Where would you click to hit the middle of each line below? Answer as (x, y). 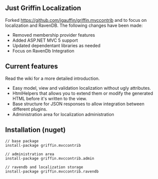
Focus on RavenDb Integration (43, 51)
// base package (22, 141)
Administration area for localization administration (63, 114)
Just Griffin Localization (43, 8)
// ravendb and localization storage (44, 167)
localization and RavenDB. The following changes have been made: (74, 25)
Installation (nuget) (36, 130)
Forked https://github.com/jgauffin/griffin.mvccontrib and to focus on (76, 20)
